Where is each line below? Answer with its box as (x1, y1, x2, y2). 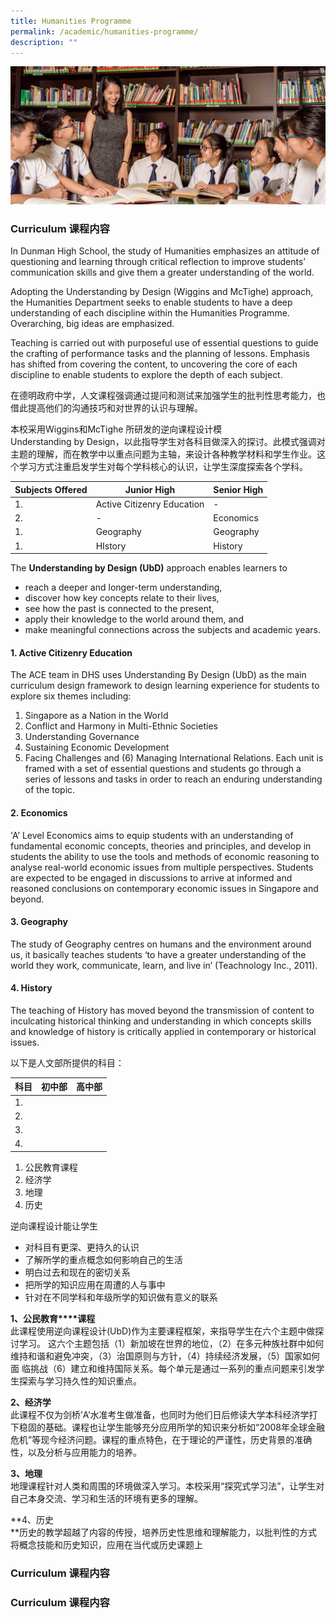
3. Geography (10, 916, 68, 928)
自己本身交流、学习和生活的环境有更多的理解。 (10, 1492, 203, 1504)
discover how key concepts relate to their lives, (24, 592, 220, 604)
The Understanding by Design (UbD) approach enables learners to (10, 562, 288, 574)
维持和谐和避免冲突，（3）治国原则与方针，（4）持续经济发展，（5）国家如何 (10, 1350, 320, 1362)
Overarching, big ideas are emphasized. (10, 318, 175, 330)
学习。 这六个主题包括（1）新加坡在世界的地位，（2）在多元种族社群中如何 (18, 1337, 325, 1349)
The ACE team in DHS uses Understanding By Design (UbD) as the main (10, 669, 307, 681)
